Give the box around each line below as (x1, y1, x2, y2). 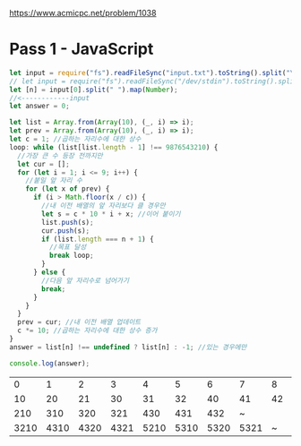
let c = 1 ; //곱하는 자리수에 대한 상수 (9, 134, 142, 144)
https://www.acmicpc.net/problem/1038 (9, 8, 157, 18)
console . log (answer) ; (9, 358, 90, 368)
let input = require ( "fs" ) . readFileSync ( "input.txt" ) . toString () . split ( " (9, 68, 291, 77)
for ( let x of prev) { (25, 184, 110, 193)
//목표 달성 (48, 243, 87, 252)
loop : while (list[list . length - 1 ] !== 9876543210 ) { (9, 142, 219, 151)
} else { (32, 268, 66, 277)
